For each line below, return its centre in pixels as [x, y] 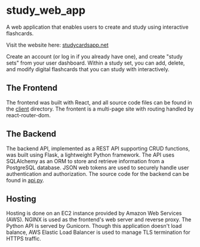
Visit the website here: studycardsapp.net [57, 45]
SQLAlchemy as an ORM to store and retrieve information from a [85, 161]
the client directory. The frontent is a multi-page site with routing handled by [100, 109]
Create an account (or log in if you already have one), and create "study [95, 56]
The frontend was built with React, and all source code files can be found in [99, 102]
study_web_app [46, 10]
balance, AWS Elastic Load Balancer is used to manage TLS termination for [99, 232]
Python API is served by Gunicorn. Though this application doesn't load [94, 226]
